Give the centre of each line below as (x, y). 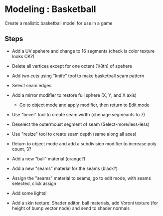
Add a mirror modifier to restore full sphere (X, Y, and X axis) (74, 95)
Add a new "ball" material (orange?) (49, 158)
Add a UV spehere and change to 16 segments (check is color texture (83, 51)
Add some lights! (29, 193)
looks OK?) (23, 56)
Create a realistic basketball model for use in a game (59, 23)
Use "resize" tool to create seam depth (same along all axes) (74, 134)
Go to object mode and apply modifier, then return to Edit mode (84, 105)
